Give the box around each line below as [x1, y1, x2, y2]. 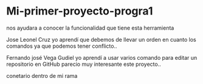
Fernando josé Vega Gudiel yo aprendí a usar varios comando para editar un [6, 54, 198, 61]
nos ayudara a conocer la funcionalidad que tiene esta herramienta [6, 24, 174, 31]
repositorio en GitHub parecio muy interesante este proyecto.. [6, 60, 161, 68]
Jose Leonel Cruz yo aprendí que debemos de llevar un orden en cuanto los [6, 36, 196, 43]
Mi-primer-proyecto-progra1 [6, 4, 153, 18]
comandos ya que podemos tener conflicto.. [6, 42, 117, 50]
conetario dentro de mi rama [6, 72, 78, 79]
